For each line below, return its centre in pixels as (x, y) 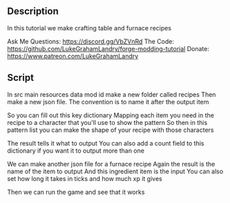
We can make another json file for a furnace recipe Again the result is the (111, 164)
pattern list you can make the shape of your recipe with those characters (111, 130)
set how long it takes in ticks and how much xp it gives (85, 178)
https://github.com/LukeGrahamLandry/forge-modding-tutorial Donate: (108, 48)
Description (33, 11)
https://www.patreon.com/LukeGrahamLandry (73, 56)
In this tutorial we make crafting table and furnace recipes (89, 28)
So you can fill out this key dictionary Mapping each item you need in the (111, 115)
